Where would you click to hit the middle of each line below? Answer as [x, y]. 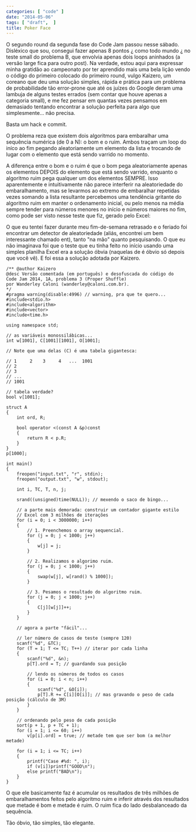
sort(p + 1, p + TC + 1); [48, 726]
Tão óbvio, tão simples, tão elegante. [51, 823]
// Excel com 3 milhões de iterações [63, 515]
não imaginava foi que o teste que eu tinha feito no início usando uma [90, 246]
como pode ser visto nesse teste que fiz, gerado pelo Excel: [78, 216]
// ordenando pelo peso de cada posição [66, 721]
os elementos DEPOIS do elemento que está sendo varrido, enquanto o [92, 172]
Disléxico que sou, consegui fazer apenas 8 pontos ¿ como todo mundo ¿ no [98, 51]
